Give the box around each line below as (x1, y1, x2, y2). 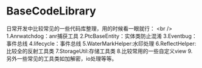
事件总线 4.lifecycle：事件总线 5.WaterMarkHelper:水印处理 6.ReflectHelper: (6, 40, 197, 47)
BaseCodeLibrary (6, 4, 96, 18)
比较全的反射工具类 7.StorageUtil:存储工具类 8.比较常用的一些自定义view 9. (6, 47, 193, 55)
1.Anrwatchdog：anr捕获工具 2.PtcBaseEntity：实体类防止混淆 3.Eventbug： (6, 32, 197, 40)
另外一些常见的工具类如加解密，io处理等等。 (6, 55, 117, 62)
